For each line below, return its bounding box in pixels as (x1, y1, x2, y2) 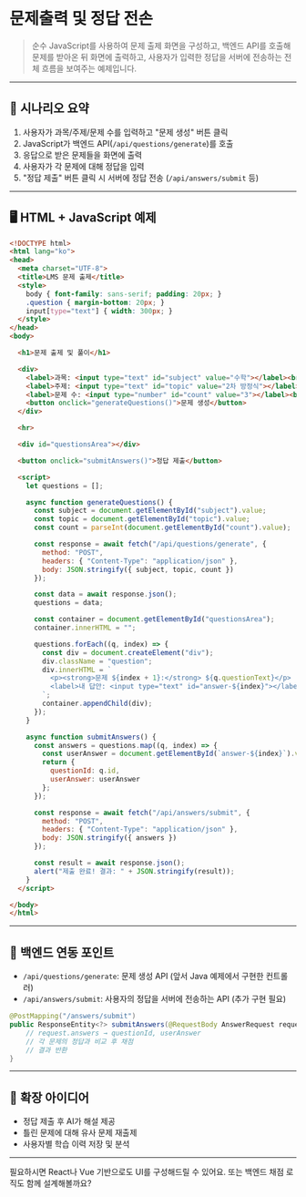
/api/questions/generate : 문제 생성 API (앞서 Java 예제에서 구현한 (22, 971, 264, 982)
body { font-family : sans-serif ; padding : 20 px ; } (25, 289, 222, 299)
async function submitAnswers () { (25, 732, 157, 742)
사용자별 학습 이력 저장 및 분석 (22, 1139, 130, 1150)
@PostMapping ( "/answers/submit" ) (9, 1012, 137, 1021)
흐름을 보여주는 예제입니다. (41, 63, 138, 74)
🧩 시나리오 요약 (9, 101, 89, 117)
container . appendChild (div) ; (42, 699, 153, 709)
